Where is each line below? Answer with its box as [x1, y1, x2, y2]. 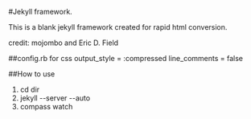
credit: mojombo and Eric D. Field [8, 38, 119, 47]
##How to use [8, 69, 56, 79]
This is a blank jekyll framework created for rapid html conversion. [8, 23, 228, 31]
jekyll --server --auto [19, 93, 91, 103]
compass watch [19, 102, 73, 111]
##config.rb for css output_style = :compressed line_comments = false [8, 54, 244, 63]
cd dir [19, 84, 40, 94]
